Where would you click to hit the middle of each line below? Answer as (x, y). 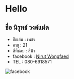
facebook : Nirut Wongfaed (41, 56)
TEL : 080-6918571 (32, 62)
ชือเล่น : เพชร (24, 39)
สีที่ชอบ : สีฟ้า (24, 51)
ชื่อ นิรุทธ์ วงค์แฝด (27, 27)
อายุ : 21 (20, 45)
